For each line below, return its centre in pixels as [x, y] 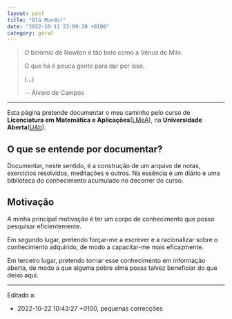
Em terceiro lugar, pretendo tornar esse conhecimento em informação [106, 260]
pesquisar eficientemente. [44, 226]
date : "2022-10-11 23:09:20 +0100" [58, 26]
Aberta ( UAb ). [27, 127]
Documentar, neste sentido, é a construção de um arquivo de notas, [104, 166]
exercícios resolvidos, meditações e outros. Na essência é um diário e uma [114, 173]
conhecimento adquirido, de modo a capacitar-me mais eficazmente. [106, 247]
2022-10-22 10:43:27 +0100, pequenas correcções [90, 308]
